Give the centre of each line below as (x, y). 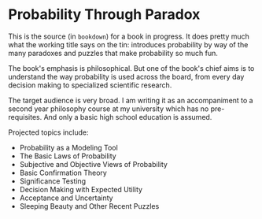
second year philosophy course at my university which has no (109, 109)
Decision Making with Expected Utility (81, 189)
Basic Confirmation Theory (63, 173)
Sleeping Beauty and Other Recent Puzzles (89, 206)
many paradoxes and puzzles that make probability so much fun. (113, 53)
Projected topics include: (48, 132)
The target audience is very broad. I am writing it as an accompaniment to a (131, 100)
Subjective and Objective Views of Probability (93, 164)
